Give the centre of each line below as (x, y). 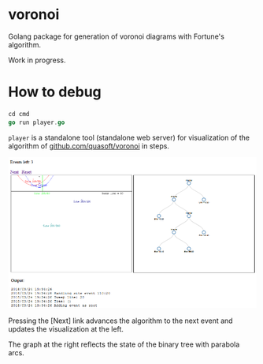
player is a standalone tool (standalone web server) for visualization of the (129, 137)
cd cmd (19, 114)
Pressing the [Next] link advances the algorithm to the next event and (121, 321)
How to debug (55, 92)
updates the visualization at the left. (66, 329)
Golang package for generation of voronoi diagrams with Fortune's (116, 36)
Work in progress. (37, 60)
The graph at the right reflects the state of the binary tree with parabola (124, 344)
